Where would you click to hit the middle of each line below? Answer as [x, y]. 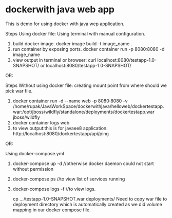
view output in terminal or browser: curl [54, 60]
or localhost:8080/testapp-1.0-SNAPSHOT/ [86, 65]
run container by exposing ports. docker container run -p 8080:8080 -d [89, 49]
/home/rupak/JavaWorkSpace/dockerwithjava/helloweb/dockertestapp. [88, 106]
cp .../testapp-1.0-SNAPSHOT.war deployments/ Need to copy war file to [90, 198]
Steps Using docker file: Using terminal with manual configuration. [75, 33]
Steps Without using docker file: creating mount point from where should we [86, 85]
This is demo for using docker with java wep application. [65, 24]
